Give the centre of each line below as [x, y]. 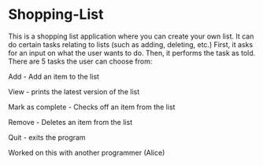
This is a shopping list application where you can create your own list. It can [131, 36]
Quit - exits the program [47, 137]
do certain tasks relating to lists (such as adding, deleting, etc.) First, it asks [131, 44]
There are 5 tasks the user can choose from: [80, 61]
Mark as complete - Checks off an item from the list [92, 107]
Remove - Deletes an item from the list [70, 122]
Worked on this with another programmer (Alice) [87, 152]
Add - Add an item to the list [54, 76]
